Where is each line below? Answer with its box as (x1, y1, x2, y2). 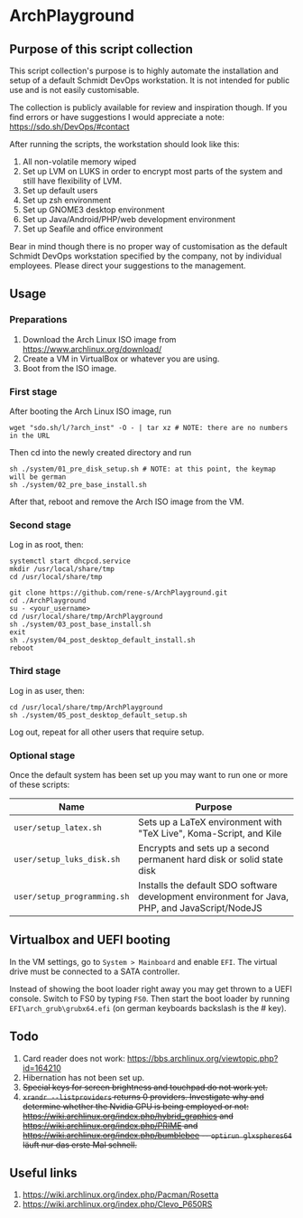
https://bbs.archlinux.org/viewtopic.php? (126, 1053, 279, 1063)
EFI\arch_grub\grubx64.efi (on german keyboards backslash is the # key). (9, 1002, 287, 1013)
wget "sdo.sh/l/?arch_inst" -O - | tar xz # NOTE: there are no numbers (9, 423, 289, 432)
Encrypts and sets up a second (138, 841, 270, 854)
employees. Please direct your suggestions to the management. (9, 260, 246, 271)
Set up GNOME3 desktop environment (22, 204, 165, 215)
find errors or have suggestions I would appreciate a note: (9, 112, 225, 122)
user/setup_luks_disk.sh (14, 854, 121, 864)
